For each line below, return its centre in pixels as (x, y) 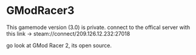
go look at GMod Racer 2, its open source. (59, 45)
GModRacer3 (40, 11)
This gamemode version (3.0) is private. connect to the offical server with (98, 27)
